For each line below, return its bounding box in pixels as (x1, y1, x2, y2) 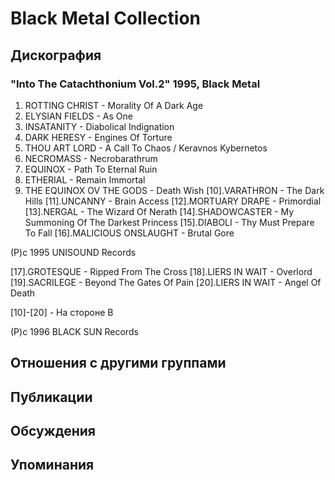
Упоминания (10, 457, 95, 474)
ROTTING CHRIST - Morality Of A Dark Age (24, 99, 204, 111)
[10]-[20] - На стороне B (10, 306, 114, 318)
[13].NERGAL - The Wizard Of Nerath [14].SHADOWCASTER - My (24, 205, 295, 217)
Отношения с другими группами (10, 355, 227, 372)
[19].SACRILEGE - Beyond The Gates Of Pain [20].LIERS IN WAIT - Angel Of (10, 276, 322, 288)
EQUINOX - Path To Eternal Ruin (24, 163, 158, 175)
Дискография (10, 47, 102, 64)
